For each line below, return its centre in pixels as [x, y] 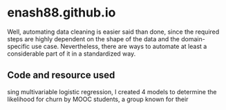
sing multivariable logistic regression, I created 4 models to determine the [112, 91]
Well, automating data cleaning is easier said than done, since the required [113, 32]
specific [19, 46]
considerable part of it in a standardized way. [72, 54]
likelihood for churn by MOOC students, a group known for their [98, 99]
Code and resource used [61, 75]
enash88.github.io [62, 13]
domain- [193, 38]
